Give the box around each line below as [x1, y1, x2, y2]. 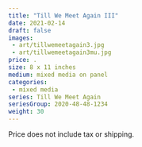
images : [8, 33, 34, 42]
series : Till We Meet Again [8, 93, 102, 101]
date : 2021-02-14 [8, 19, 66, 27]
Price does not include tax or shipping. [8, 130, 135, 139]
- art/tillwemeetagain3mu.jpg [11, 48, 112, 56]
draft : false [8, 26, 52, 34]
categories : [8, 78, 48, 86]
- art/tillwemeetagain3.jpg [11, 41, 105, 49]
